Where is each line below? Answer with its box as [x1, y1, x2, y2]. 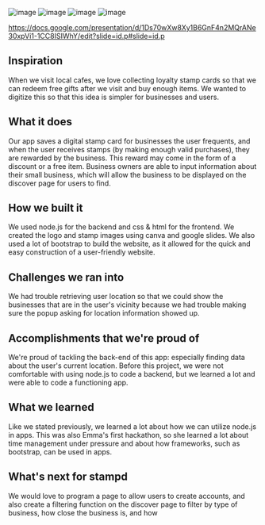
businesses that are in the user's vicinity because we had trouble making [8, 300, 247, 309]
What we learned [8, 400, 94, 414]
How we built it [8, 201, 83, 215]
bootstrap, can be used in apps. [8, 446, 113, 456]
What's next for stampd [8, 470, 129, 484]
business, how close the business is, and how [8, 508, 158, 517]
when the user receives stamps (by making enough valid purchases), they [8, 144, 250, 154]
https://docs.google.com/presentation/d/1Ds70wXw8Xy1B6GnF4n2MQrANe [8, 23, 256, 32]
